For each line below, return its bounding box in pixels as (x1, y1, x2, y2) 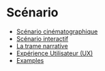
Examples (16, 56, 44, 64)
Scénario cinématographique (16, 27, 98, 35)
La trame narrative (16, 42, 69, 50)
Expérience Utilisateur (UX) (16, 49, 93, 57)
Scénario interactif (16, 34, 69, 42)
